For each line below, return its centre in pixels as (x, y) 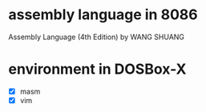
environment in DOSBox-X (97, 69)
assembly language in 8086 (103, 15)
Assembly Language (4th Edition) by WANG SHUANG (97, 37)
